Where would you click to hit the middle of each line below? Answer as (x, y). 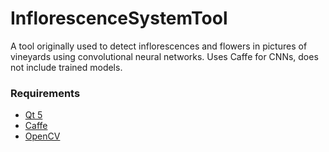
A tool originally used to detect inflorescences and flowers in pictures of (159, 46)
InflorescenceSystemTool (119, 18)
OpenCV (42, 136)
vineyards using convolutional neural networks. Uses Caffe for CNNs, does (164, 56)
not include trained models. (66, 67)
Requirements (45, 93)
